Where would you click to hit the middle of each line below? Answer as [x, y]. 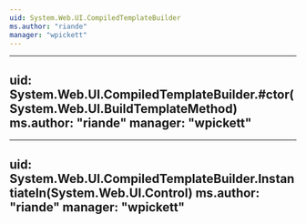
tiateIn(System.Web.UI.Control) [101, 193]
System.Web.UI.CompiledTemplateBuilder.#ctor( [152, 94]
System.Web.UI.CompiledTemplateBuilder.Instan [152, 178]
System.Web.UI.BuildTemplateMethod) [124, 109]
